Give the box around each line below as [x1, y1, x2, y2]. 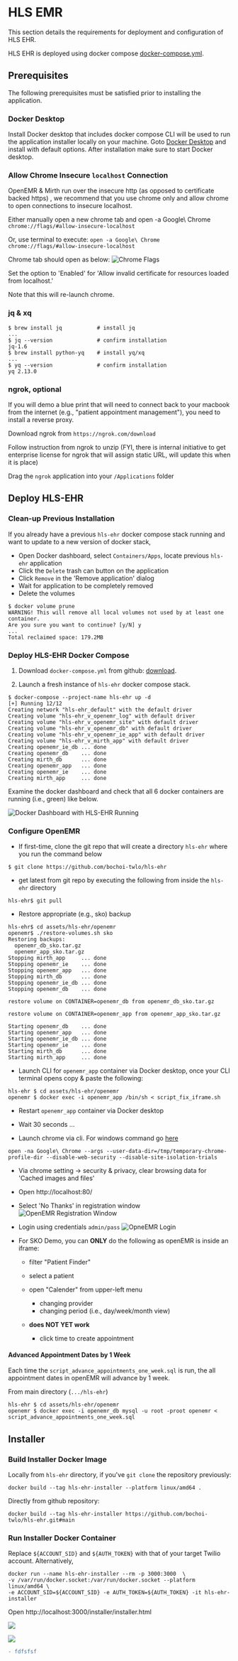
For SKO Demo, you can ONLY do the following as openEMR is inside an [18, 1237, 229, 1245]
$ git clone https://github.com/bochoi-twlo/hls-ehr [8, 864, 167, 871]
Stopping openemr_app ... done [8, 967, 107, 974]
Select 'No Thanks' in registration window [18, 1201, 141, 1210]
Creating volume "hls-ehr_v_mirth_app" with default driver [8, 737, 190, 745]
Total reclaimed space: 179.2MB [8, 634, 103, 641]
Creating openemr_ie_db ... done [8, 743, 107, 750]
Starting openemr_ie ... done [8, 1041, 107, 1049]
